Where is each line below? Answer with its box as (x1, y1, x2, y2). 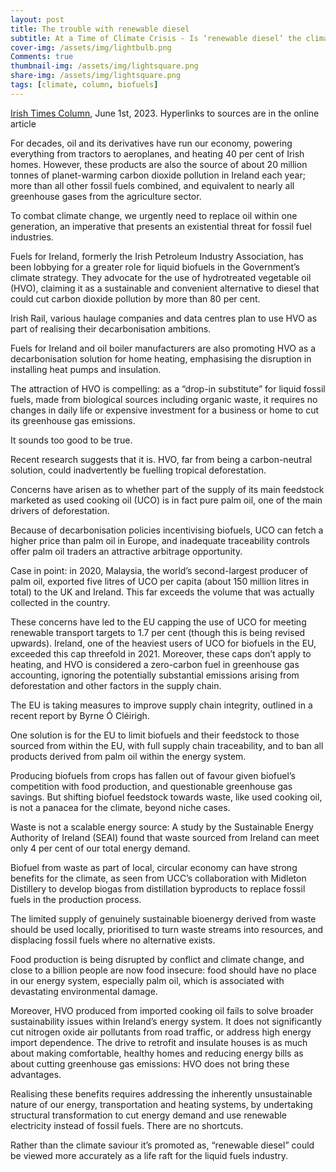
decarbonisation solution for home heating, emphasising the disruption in (10, 352, 312, 365)
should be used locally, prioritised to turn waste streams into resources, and (10, 923, 324, 935)
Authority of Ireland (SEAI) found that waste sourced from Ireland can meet (10, 831, 320, 843)
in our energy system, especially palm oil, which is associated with (10, 974, 285, 986)
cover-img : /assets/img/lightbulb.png (10, 42, 172, 53)
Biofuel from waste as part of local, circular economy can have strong (10, 861, 298, 873)
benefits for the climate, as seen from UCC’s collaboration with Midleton (10, 872, 307, 884)
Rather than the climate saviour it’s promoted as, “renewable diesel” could (10, 1139, 315, 1151)
